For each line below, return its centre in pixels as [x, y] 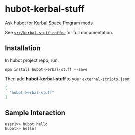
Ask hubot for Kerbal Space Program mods [49, 23]
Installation [23, 48]
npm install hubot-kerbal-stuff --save [46, 69]
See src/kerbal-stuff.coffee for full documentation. [59, 32]
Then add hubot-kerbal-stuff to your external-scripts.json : [68, 79]
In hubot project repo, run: [32, 60]
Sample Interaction [35, 112]
